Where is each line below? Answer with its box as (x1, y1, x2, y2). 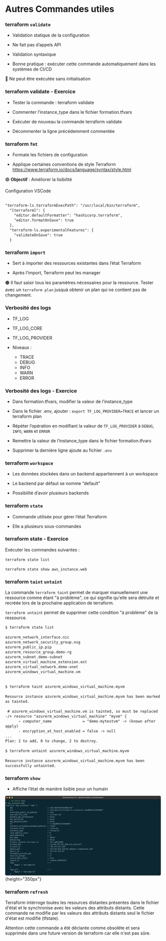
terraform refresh (5, 888, 48, 895)
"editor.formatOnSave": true (14, 218, 74, 223)
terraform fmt (5, 140, 38, 147)
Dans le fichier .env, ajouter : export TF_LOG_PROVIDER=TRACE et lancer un (12, 408, 160, 414)
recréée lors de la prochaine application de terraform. (5, 600, 115, 606)
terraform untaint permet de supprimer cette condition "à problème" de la (5, 609, 158, 616)
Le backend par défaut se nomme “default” (12, 480, 100, 486)
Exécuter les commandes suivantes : (5, 547, 80, 553)
